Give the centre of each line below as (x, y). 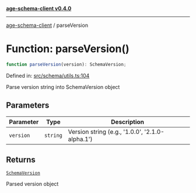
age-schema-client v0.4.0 (39, 8)
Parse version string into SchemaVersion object (63, 87)
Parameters (28, 106)
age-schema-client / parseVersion (47, 25)
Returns (21, 160)
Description (127, 122)
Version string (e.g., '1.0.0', (105, 132)
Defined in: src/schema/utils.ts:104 (48, 75)
